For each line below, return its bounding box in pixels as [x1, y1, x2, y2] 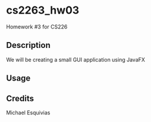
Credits [6, 93, 34, 104]
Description [6, 40, 51, 50]
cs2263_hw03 [6, 4, 80, 17]
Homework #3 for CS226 [6, 23, 68, 30]
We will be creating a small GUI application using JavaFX [6, 56, 146, 63]
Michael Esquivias [6, 109, 51, 116]
